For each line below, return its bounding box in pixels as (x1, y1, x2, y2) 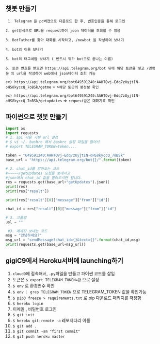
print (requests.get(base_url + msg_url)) (5, 242, 86, 247)
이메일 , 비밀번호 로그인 (12, 306, 57, 312)
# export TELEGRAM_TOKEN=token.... (5, 144, 78, 149)
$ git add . (12, 324, 37, 328)
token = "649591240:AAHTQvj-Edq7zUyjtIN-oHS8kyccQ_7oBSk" (5, 153, 125, 158)
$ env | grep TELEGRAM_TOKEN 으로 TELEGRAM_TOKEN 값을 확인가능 (12, 289, 147, 294)
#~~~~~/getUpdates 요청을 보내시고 (5, 171, 70, 176)
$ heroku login (12, 301, 44, 306)
